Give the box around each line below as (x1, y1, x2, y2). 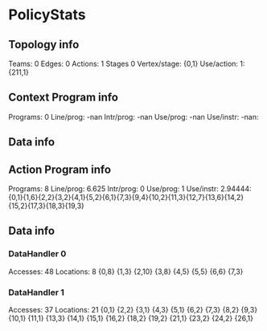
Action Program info (8, 162, 111, 176)
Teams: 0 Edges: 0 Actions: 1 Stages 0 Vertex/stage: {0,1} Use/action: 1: (8, 59, 245, 68)
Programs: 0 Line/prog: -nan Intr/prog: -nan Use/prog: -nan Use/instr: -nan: (8, 112, 259, 121)
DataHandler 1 (8, 287, 64, 298)
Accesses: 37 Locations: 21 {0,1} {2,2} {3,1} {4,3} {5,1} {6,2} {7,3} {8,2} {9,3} (8, 305, 258, 314)
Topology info (8, 38, 80, 51)
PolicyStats (8, 6, 86, 24)
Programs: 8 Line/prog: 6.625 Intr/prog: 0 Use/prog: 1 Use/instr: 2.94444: (8, 184, 252, 194)
